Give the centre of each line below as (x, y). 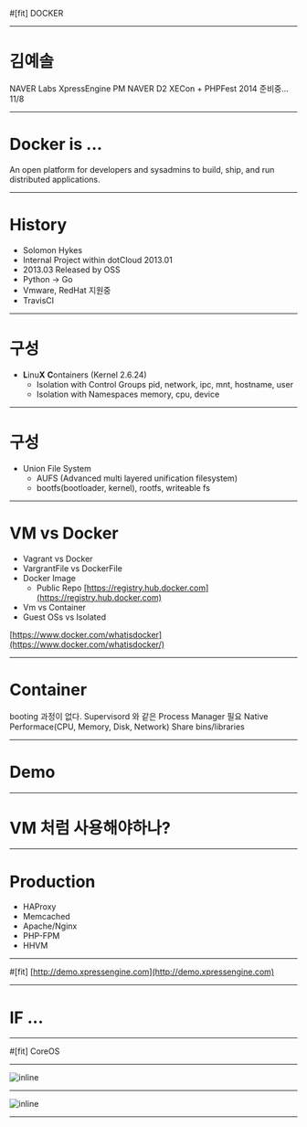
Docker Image (49, 578)
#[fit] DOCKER (37, 13)
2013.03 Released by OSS (71, 270)
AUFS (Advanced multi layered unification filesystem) (137, 478)
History (38, 225)
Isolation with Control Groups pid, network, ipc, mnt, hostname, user (165, 384)
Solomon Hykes (53, 250)
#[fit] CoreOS (35, 1051)
